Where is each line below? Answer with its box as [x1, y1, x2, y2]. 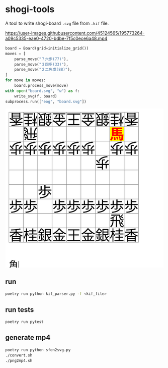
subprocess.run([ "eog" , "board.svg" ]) [5, 99, 87, 104]
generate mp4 [5, 333, 51, 342]
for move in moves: [5, 78, 46, 83]
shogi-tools [5, 4, 55, 15]
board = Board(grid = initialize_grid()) [5, 45, 89, 51]
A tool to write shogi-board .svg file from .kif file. [5, 20, 109, 26]
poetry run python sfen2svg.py [5, 347, 71, 352]
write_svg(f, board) [14, 93, 57, 99]
